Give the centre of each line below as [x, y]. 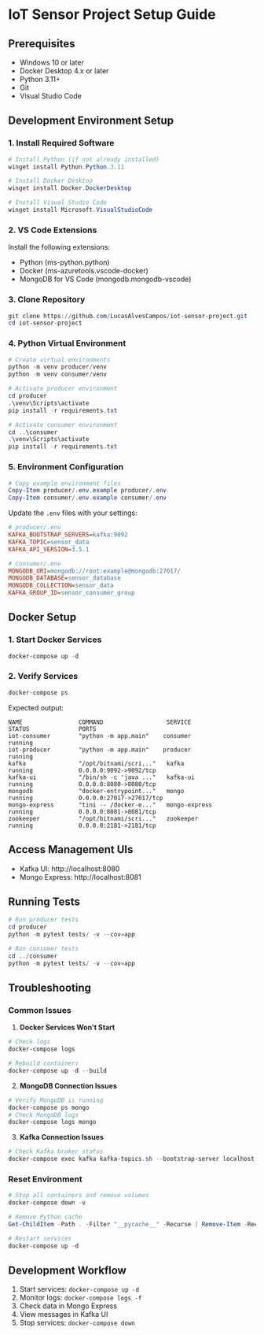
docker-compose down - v [47, 1203]
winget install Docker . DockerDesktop [70, 188]
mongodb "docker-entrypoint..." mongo [96, 791]
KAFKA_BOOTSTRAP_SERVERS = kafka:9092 [68, 535]
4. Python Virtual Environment [67, 343]
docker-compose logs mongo [52, 1122]
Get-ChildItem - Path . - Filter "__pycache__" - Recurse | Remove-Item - [128, 1224]
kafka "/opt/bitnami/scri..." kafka [96, 763]
